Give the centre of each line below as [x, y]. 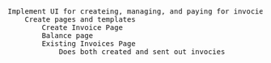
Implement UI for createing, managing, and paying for [119, 11]
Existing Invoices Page [89, 44]
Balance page [68, 36]
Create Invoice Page [82, 27]
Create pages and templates [80, 19]
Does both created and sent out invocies [142, 52]
